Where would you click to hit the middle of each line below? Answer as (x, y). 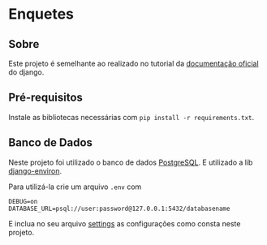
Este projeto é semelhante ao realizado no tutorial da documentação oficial (133, 63)
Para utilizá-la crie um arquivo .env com (75, 187)
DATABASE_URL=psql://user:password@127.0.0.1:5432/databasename (119, 208)
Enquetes (41, 14)
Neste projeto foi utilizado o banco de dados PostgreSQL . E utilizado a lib (131, 162)
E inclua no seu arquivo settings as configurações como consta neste (125, 223)
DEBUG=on (23, 201)
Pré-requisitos (46, 98)
